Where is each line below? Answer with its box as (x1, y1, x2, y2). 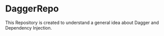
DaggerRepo (5, 3, 59, 14)
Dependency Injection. (5, 24, 52, 30)
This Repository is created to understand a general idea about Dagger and (5, 19, 159, 25)
